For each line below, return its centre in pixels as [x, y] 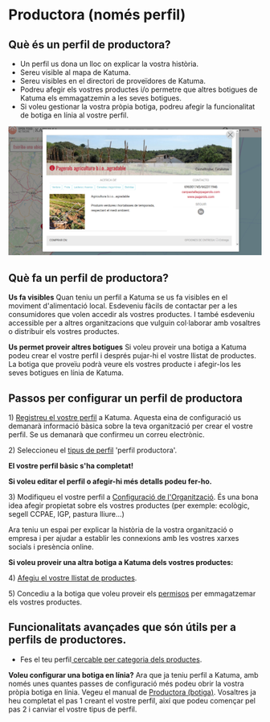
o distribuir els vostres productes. [64, 332]
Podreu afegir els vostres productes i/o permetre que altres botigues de [139, 89]
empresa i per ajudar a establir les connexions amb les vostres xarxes [124, 538]
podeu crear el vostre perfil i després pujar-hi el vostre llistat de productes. [133, 356]
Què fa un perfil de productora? [88, 278]
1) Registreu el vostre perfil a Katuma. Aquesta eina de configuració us [125, 418]
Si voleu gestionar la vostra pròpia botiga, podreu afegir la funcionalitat [137, 107]
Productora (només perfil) [97, 15]
